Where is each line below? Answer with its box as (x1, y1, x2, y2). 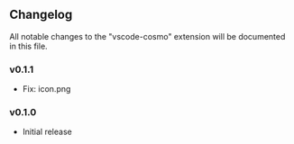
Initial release (22, 126, 72, 138)
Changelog (9, 7, 73, 22)
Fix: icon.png (22, 84, 71, 94)
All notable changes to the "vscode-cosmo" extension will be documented (9, 31, 286, 41)
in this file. (9, 40, 48, 51)
